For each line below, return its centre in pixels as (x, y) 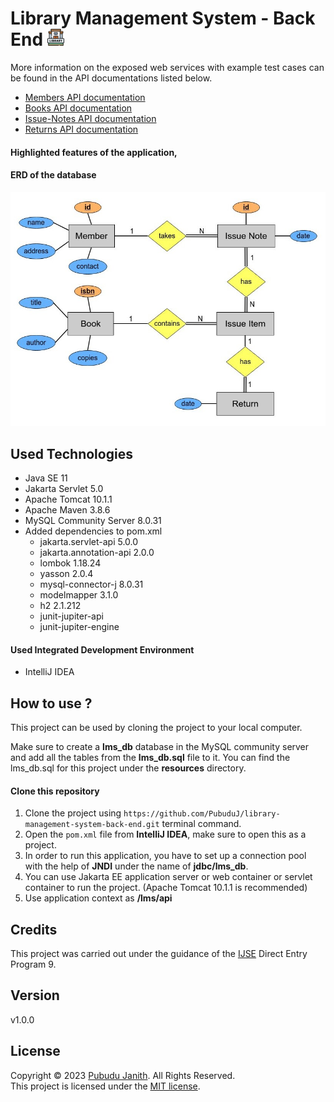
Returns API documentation (81, 129)
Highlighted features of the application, (94, 152)
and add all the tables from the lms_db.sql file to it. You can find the (150, 758)
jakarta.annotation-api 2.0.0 (97, 553)
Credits (34, 929)
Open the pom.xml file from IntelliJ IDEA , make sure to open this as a (165, 834)
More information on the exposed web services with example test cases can (167, 67)
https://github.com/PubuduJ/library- (202, 814)
